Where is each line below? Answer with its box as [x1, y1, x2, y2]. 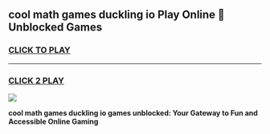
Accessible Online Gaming [8, 116, 99, 126]
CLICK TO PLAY [8, 45, 71, 56]
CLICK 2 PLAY [8, 75, 64, 86]
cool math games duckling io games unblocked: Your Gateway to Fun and [8, 108, 259, 117]
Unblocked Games [8, 21, 103, 35]
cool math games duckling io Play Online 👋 [8, 8, 225, 22]
